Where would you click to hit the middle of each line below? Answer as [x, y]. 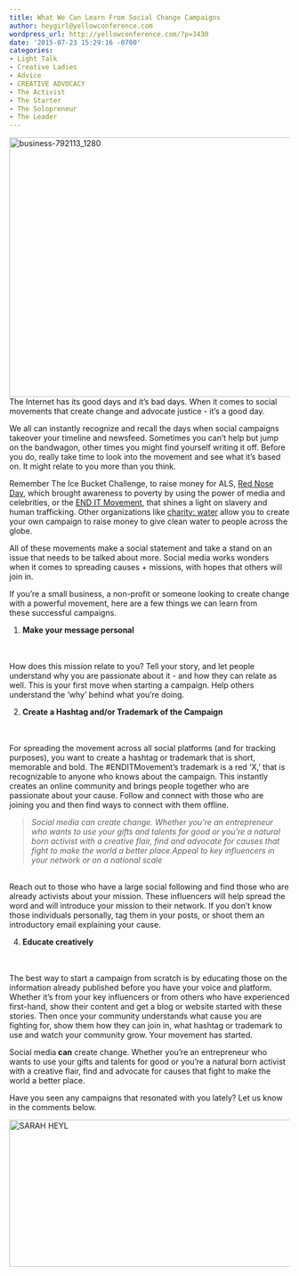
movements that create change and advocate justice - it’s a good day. [137, 412]
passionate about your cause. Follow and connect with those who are [137, 796]
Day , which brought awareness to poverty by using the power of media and [147, 493]
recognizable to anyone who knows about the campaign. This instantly [139, 777]
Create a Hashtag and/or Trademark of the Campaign [122, 712]
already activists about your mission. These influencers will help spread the [147, 896]
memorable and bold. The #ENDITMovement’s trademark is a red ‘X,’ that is [147, 767]
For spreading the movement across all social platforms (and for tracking [142, 748]
